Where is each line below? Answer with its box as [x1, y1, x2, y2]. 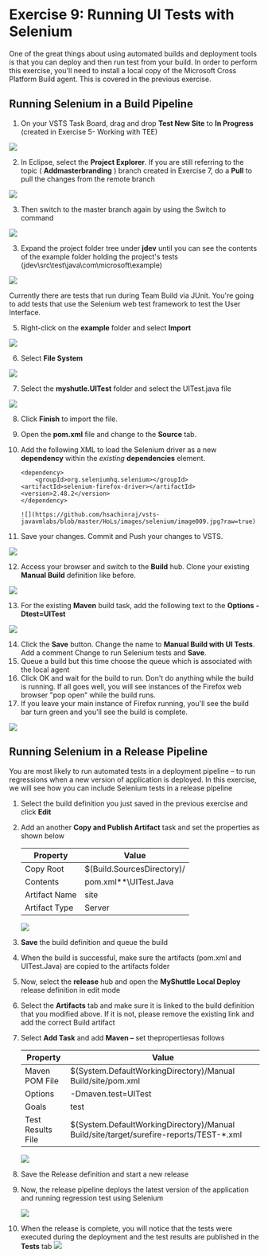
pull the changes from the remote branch [20, 174, 156, 184]
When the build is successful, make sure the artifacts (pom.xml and [20, 953, 242, 962]
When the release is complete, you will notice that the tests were [20, 1224, 233, 1233]
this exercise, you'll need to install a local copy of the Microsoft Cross [9, 65, 237, 75]
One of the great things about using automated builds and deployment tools [9, 49, 258, 58]
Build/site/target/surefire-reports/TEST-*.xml [69, 1129, 243, 1140]
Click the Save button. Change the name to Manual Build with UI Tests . [20, 639, 255, 649]
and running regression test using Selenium [20, 1193, 164, 1203]
